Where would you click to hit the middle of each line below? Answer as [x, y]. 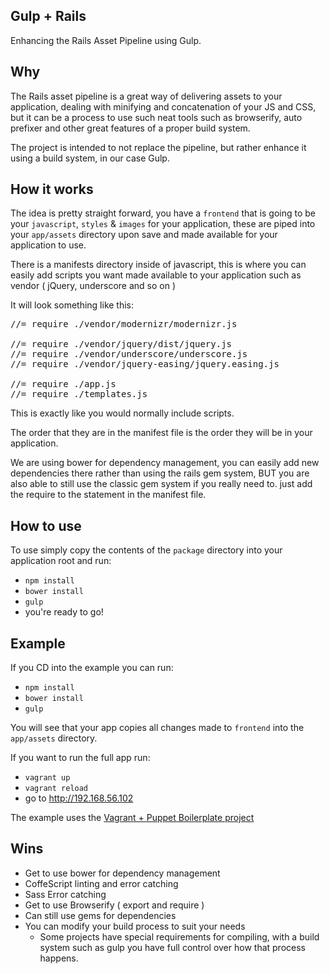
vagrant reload [56, 789]
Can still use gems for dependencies [100, 915]
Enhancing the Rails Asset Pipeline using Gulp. [106, 40]
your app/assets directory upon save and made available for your [144, 235]
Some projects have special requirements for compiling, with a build [179, 936]
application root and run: [61, 561]
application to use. [48, 245]
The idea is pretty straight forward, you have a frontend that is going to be [163, 213]
